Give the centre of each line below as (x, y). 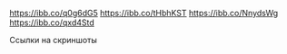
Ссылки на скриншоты (53, 40)
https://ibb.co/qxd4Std (52, 22)
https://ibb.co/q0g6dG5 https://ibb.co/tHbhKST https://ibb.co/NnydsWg (144, 13)
